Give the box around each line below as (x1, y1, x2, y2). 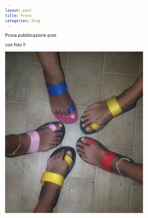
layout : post (5, 8, 32, 13)
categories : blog (5, 18, 41, 23)
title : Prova (5, 13, 32, 18)
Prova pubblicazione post (5, 32, 57, 38)
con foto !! (5, 42, 26, 48)
